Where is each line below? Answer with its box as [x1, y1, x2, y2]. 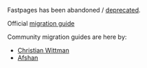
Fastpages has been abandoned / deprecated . [7, 6, 141, 14]
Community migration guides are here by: [7, 33, 127, 41]
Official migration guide [7, 19, 75, 27]
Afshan [17, 53, 38, 62]
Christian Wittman [17, 46, 70, 54]
